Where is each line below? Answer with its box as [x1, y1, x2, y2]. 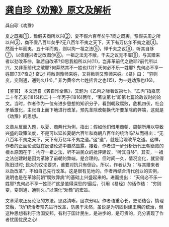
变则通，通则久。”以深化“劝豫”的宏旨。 [14, 187, 93, 193]
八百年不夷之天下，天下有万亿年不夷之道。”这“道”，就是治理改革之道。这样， [5, 136, 163, 142]
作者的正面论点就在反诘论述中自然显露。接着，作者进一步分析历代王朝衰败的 [5, 142, 164, 149]
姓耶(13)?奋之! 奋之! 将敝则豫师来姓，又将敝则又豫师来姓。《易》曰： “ [5, 71, 149, 77]
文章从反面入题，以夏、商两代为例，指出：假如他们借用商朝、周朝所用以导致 [5, 124, 164, 130]
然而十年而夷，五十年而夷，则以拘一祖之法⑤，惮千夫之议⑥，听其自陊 [5, 45, 154, 51]
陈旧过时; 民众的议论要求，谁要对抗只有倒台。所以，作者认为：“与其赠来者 [5, 161, 160, 167]
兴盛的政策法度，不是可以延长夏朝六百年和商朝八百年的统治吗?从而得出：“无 [5, 130, 164, 136]
